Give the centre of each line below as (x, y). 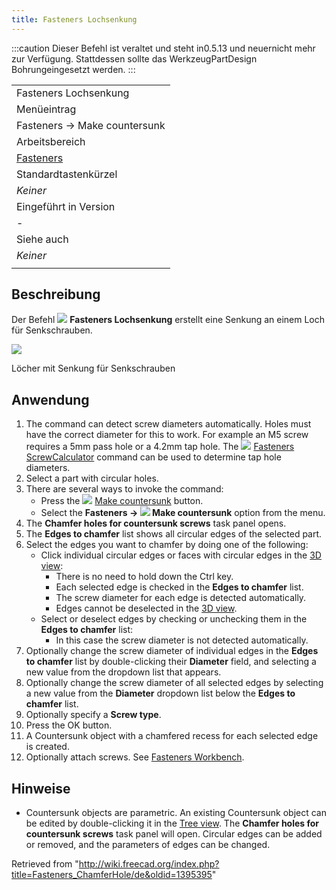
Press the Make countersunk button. (122, 501)
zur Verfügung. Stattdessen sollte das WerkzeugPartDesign (134, 58)
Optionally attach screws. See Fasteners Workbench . (135, 757)
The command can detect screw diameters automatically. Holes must (168, 424)
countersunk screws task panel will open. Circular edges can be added (174, 834)
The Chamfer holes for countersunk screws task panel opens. (156, 523)
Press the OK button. (69, 725)
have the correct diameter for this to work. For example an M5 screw (167, 435)
